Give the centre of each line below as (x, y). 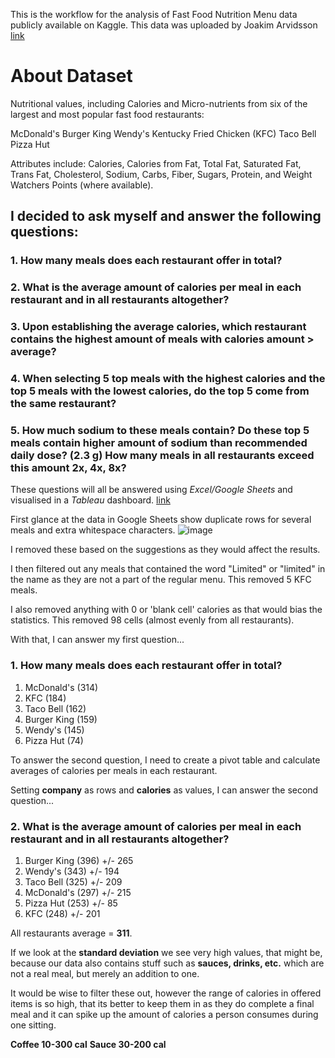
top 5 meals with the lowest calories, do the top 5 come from (160, 391)
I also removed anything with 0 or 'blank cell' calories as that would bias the (166, 610)
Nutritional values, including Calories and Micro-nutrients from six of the (159, 103)
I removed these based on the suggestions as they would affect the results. (165, 550)
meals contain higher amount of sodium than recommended (159, 442)
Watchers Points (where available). (82, 185)
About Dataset (71, 76)
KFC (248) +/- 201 (62, 913)
